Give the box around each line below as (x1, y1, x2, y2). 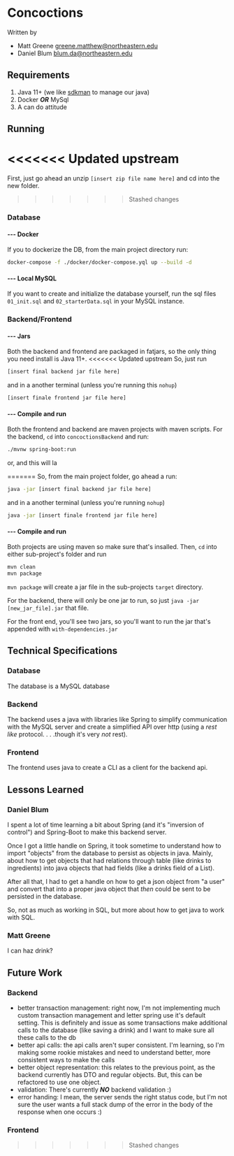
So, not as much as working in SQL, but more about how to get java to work (7, 906, 225, 914)
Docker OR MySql (17, 95, 69, 104)
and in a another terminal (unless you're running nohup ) (7, 499, 166, 507)
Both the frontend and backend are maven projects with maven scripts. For (7, 425, 223, 434)
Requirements (7, 69, 70, 81)
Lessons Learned (7, 783, 84, 795)
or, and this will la (7, 459, 57, 467)
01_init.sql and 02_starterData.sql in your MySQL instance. (7, 297, 185, 306)
